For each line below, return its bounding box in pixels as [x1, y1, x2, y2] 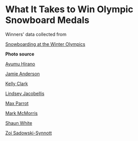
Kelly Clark [5, 80, 28, 87]
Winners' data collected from [5, 31, 66, 37]
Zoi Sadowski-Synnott [5, 130, 52, 136]
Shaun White [5, 120, 32, 126]
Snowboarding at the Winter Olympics [5, 41, 85, 47]
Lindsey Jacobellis [5, 90, 44, 96]
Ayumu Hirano [5, 61, 35, 67]
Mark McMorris [5, 110, 38, 116]
